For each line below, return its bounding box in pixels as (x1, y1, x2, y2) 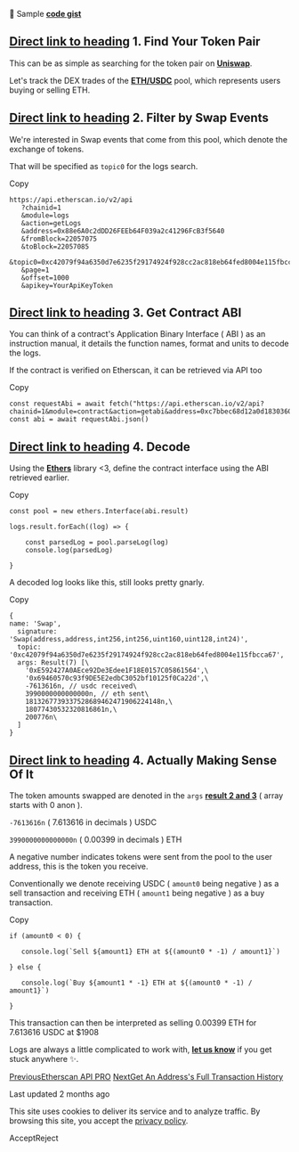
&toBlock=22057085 (20, 241, 90, 251)
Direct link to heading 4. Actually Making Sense (9, 753, 278, 768)
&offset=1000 (20, 273, 69, 282)
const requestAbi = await (9, 399, 105, 409)
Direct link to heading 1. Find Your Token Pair (9, 34, 261, 49)
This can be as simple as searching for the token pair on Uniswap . (9, 58, 253, 69)
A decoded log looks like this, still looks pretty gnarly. (9, 577, 205, 588)
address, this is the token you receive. (9, 861, 149, 872)
